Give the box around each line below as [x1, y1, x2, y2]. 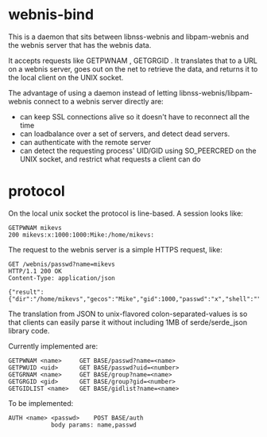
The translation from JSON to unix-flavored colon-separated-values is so [8, 309, 248, 318]
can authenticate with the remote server [19, 137, 152, 146]
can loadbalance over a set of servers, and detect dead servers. [19, 129, 230, 139]
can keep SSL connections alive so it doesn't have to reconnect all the [19, 111, 250, 121]
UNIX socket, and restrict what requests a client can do [19, 154, 201, 164]
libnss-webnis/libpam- [179, 88, 253, 97]
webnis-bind [8, 6, 94, 24]
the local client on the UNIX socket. [8, 72, 124, 82]
